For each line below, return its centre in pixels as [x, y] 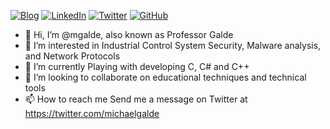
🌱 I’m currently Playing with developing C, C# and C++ [137, 66]
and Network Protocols [72, 56]
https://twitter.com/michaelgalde [92, 113]
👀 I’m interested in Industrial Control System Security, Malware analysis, [173, 45]
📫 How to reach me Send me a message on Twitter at [136, 99]
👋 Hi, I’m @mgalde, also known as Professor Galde [129, 34]
